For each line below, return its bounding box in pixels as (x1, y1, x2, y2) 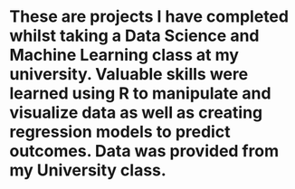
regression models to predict (9, 122, 231, 142)
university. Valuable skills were (9, 64, 249, 85)
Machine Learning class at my (9, 45, 240, 65)
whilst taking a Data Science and (9, 25, 260, 46)
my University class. (9, 160, 167, 181)
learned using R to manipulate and (9, 83, 271, 104)
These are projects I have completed (9, 6, 290, 27)
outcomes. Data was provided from (9, 141, 279, 162)
